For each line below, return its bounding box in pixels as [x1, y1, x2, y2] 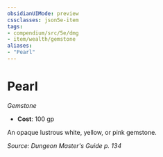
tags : [7, 23, 23, 30]
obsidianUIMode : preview [7, 10, 79, 17]
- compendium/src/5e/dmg [7, 29, 79, 37]
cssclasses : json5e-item [7, 17, 79, 24]
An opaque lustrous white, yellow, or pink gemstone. [7, 128, 157, 136]
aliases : [7, 42, 33, 49]
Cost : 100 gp [17, 115, 55, 123]
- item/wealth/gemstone [7, 36, 76, 43]
